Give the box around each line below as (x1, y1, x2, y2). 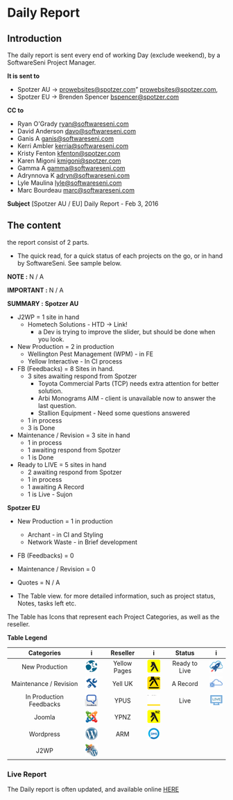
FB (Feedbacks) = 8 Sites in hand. (17, 364, 114, 373)
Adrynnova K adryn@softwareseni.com (17, 172, 130, 179)
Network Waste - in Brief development (27, 537, 137, 546)
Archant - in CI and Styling (27, 530, 104, 539)
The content (7, 220, 61, 231)
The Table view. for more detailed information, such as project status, (17, 591, 216, 600)
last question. (37, 401, 77, 409)
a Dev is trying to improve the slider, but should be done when (37, 327, 216, 336)
